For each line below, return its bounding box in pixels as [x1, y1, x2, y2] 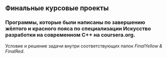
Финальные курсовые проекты [5, 4, 109, 12]
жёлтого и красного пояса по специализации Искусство [5, 25, 151, 32]
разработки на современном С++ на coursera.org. [5, 31, 135, 38]
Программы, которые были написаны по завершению [5, 19, 145, 26]
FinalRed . [5, 48, 25, 54]
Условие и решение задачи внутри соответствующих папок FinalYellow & [5, 42, 163, 49]
